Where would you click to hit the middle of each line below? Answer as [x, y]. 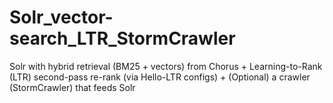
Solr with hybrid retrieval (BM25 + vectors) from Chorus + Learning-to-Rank [166, 66]
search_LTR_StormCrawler [122, 38]
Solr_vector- [61, 17]
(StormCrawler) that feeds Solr [72, 87]
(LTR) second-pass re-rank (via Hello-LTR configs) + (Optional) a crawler [160, 77]
